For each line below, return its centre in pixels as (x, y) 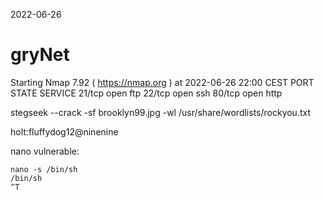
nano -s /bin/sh (44, 169)
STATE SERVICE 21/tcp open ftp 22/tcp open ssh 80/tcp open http (146, 93)
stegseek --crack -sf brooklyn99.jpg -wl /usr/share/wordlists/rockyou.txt (161, 112)
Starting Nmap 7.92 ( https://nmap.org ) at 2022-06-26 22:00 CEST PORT (162, 82)
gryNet (40, 55)
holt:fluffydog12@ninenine (64, 131)
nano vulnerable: (45, 151)
